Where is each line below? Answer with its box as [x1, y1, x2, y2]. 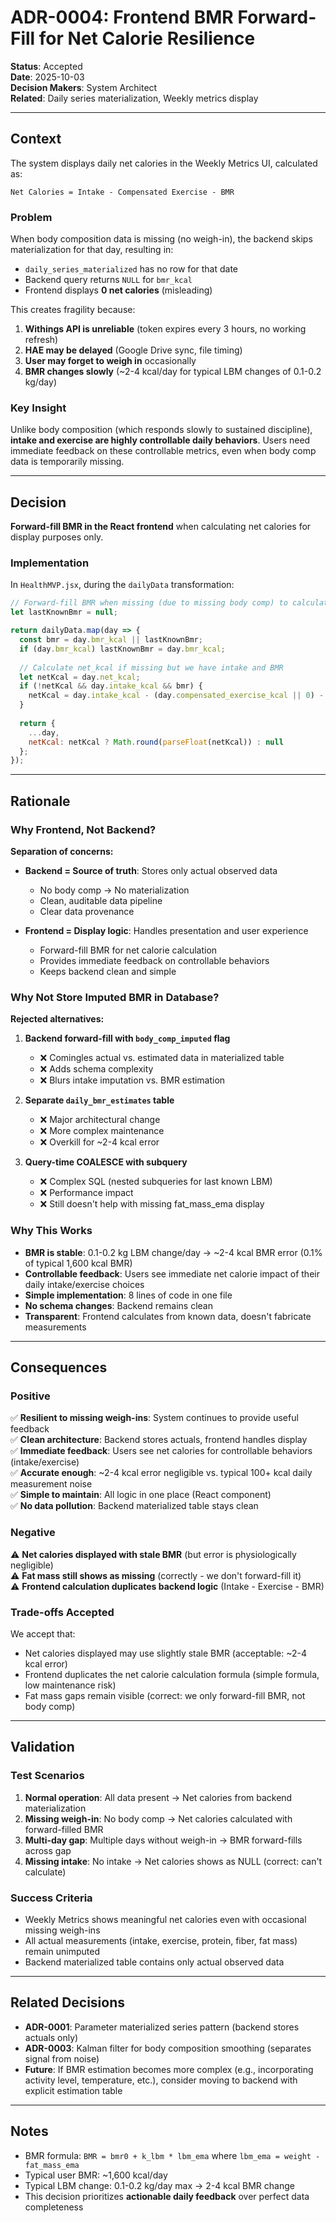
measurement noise [10, 1478, 93, 1490]
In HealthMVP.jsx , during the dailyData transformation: [10, 579, 235, 591]
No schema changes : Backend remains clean [24, 1299, 213, 1311]
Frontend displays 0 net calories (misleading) [24, 284, 213, 296]
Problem [10, 210, 53, 224]
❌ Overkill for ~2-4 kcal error [39, 1136, 160, 1148]
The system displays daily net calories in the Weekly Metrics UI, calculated [10, 157, 318, 169]
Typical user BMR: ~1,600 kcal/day [24, 2169, 168, 2181]
